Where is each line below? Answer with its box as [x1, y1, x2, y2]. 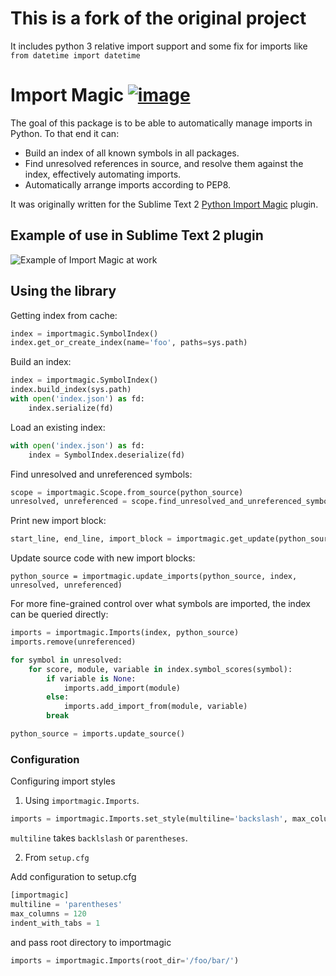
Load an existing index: [10, 421, 106, 433]
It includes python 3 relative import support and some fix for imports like [10, 40, 308, 52]
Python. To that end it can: [10, 127, 120, 139]
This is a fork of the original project [10, 7, 307, 30]
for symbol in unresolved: [10, 655, 123, 665]
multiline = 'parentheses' [10, 899, 123, 909]
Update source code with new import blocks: [10, 552, 196, 564]
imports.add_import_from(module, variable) [63, 702, 248, 712]
